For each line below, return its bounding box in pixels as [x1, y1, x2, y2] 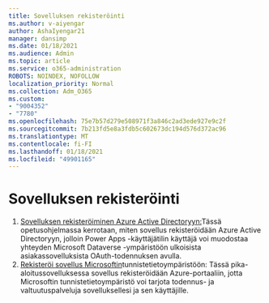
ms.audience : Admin [8, 49, 75, 58]
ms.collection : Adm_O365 [8, 87, 92, 96]
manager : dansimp [8, 34, 67, 43]
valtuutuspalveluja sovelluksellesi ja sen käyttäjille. [19, 285, 189, 296]
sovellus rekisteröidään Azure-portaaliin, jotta [91, 268, 243, 278]
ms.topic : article [8, 58, 70, 66]
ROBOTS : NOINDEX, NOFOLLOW [8, 72, 100, 80]
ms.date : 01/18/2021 [8, 42, 79, 50]
